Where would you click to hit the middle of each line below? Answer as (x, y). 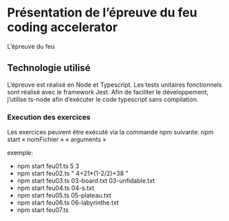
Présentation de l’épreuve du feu (102, 13)
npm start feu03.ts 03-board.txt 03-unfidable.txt (86, 181)
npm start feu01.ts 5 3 (48, 166)
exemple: (20, 153)
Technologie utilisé (49, 68)
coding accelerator (63, 27)
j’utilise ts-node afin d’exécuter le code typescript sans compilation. (103, 99)
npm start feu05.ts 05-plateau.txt (64, 196)
